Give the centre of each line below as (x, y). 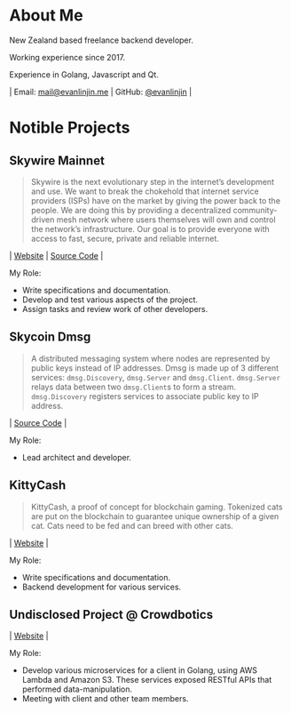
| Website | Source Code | (56, 255)
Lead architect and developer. (76, 457)
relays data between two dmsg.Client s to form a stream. (134, 387)
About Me (46, 16)
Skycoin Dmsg (50, 337)
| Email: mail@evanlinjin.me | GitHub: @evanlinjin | (101, 92)
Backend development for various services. (102, 587)
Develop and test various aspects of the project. (110, 300)
